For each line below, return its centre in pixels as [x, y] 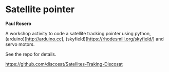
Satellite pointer [40, 9]
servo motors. [20, 44]
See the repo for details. [31, 54]
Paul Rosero [18, 23]
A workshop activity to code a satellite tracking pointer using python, [78, 33]
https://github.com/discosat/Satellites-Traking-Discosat [64, 64]
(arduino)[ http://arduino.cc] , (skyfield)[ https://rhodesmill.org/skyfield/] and [85, 39]
